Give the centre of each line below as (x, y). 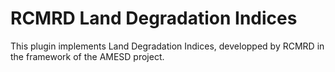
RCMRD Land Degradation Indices (154, 18)
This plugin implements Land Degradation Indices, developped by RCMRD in (167, 46)
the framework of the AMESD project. (87, 56)
